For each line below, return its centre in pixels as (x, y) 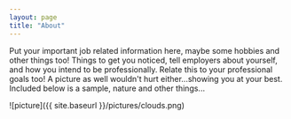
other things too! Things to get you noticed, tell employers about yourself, (143, 60)
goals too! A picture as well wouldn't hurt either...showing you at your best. (146, 78)
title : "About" (37, 26)
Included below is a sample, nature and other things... (107, 88)
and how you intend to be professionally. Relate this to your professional (141, 69)
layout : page (33, 17)
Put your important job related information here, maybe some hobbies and (145, 50)
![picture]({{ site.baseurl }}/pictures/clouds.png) (97, 105)
